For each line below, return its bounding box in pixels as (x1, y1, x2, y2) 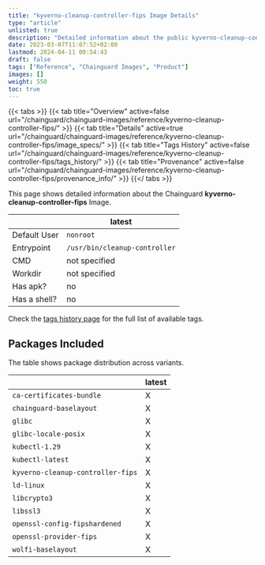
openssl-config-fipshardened (12, 519, 121, 529)
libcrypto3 (12, 494, 53, 503)
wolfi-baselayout (12, 545, 77, 554)
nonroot (66, 231, 95, 239)
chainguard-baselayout (12, 404, 97, 413)
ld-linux (12, 481, 45, 490)
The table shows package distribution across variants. (8, 358, 185, 367)
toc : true (8, 85, 41, 93)
